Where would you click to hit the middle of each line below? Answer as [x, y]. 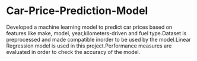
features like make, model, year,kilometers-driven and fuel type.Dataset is [96, 33]
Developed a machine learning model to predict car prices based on [89, 27]
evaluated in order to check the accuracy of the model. [73, 52]
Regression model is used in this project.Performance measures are [89, 46]
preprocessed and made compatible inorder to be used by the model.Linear [99, 39]
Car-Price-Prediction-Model [77, 11]
